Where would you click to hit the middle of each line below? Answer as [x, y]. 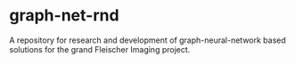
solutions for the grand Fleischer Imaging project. [100, 49]
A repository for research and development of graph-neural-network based [148, 40]
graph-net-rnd [64, 16]
